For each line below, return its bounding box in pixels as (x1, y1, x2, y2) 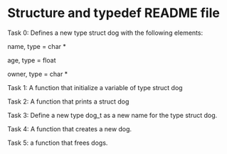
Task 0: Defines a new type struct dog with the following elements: (7, 28, 204, 37)
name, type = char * (7, 42, 66, 50)
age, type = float (7, 55, 56, 65)
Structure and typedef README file (7, 5, 221, 21)
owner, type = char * (7, 70, 68, 78)
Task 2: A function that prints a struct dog (7, 97, 130, 106)
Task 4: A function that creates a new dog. (7, 124, 132, 133)
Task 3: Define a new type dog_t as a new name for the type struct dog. (7, 111, 218, 119)
